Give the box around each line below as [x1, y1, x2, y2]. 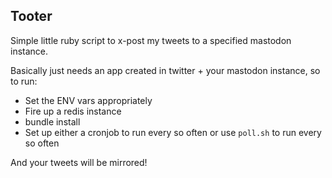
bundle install [24, 115, 81, 128]
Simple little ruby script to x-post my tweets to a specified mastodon [10, 34, 292, 46]
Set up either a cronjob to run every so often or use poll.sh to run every [24, 126, 322, 138]
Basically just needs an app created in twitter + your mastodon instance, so [10, 64, 321, 76]
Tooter [10, 8, 53, 25]
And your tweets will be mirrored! [10, 156, 148, 168]
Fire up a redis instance [24, 105, 122, 117]
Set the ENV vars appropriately [24, 94, 153, 106]
